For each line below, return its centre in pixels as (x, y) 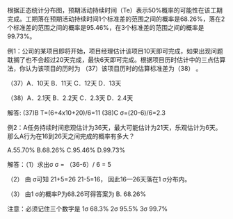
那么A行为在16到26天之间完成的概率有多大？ (71, 136)
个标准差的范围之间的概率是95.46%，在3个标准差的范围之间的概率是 (106, 27)
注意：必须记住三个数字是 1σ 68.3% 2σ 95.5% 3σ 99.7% (88, 209)
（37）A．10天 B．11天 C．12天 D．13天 (64, 83)
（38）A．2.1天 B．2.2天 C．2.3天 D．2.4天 (70, 98)
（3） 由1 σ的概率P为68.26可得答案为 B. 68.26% (77, 194)
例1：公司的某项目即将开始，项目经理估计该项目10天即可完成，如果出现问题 (115, 51)
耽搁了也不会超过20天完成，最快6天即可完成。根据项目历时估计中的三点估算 (116, 60)
